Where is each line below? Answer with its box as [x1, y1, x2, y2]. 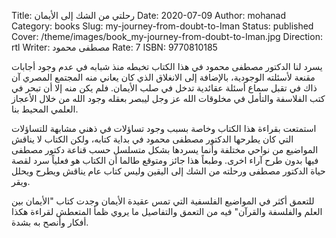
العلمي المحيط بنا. [11, 103, 79, 115]
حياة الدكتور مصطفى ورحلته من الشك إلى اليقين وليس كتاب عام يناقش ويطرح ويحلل [11, 165, 326, 177]
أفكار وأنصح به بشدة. [11, 216, 89, 228]
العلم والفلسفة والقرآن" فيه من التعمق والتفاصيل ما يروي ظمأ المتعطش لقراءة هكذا [11, 206, 323, 217]
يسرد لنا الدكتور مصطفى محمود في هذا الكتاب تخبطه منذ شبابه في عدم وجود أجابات [11, 61, 323, 72]
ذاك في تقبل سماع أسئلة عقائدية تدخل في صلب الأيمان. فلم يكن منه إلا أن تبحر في [11, 82, 318, 94]
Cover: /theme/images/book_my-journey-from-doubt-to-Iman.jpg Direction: [11, 31, 323, 42]
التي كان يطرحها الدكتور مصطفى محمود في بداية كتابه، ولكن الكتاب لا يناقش [11, 133, 294, 145]
